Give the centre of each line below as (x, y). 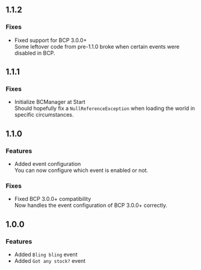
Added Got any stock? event (50, 261)
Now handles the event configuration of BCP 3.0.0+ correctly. (91, 205)
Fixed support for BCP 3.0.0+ (51, 40)
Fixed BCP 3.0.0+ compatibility (53, 199)
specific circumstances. (44, 115)
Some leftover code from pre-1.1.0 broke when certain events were (97, 46)
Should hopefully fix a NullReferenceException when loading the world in (104, 108)
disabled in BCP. (35, 53)
